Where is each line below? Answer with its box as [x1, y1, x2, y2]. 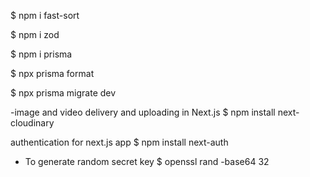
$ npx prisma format [10, 68, 95, 79]
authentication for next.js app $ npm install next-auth [10, 136, 229, 148]
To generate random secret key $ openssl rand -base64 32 [24, 156, 270, 167]
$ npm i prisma [10, 48, 73, 60]
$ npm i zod [10, 29, 60, 40]
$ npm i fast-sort [10, 10, 80, 21]
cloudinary [10, 117, 55, 129]
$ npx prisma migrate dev [10, 87, 117, 99]
